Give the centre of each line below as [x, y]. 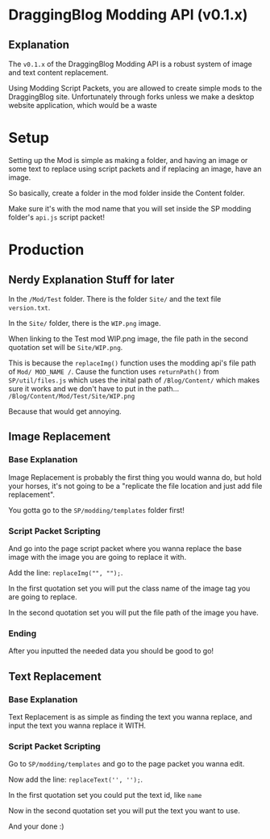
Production [46, 250]
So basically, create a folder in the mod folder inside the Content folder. [127, 193]
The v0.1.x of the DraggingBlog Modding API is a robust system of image [130, 64]
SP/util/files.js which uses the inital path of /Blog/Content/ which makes [134, 380]
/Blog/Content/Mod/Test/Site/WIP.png [72, 396]
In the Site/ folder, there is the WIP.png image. [85, 323]
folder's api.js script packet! [56, 217]
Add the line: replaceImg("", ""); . [66, 572]
